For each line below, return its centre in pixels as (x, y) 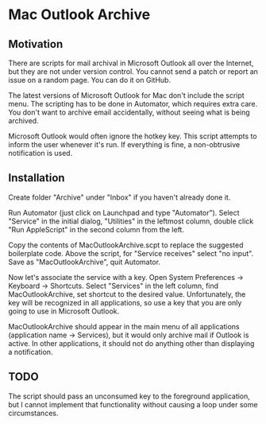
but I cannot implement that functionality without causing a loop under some (133, 404)
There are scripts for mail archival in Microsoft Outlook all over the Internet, (131, 63)
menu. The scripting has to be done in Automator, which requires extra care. (133, 104)
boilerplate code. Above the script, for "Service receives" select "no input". (131, 253)
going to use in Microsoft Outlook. (64, 311)
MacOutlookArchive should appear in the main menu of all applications (124, 326)
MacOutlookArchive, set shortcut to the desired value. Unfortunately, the (127, 294)
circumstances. (33, 413)
